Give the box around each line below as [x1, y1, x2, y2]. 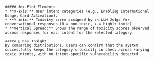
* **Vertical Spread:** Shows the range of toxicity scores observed [5, 26, 150, 31]
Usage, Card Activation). [5, 13, 58, 18]
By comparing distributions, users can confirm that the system [5, 43, 138, 48]
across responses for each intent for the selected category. [5, 30, 134, 35]
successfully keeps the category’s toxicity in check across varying [5, 47, 150, 52]
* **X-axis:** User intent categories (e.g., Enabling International [5, 9, 150, 14]
